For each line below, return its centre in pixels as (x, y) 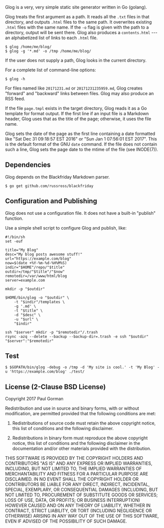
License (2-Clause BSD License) (55, 387)
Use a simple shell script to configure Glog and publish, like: (66, 228)
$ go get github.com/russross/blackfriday (49, 186)
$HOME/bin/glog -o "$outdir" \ (37, 297)
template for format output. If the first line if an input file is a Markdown (77, 114)
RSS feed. (15, 99)
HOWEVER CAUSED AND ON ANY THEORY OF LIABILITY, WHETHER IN (78, 505)
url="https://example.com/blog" (38, 259)
